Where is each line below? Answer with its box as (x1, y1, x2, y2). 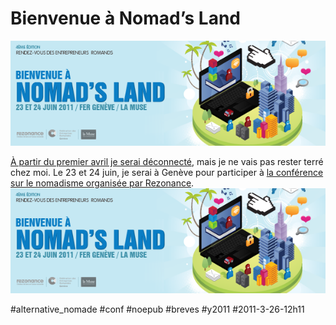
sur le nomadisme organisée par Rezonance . (10, 177, 195, 189)
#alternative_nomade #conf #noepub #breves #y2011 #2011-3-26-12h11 (10, 303, 305, 315)
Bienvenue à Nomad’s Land (10, 7, 241, 30)
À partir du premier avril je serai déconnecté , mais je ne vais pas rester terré (10, 155, 324, 167)
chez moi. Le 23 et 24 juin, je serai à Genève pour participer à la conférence (10, 166, 324, 178)
